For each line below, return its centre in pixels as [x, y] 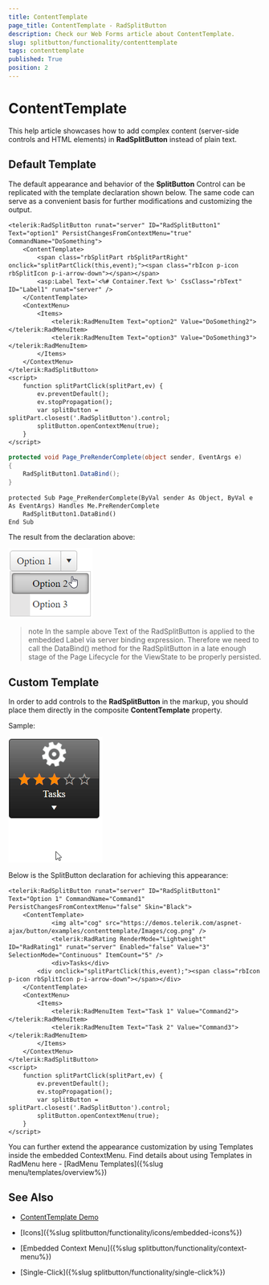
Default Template [52, 165]
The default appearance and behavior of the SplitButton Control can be [127, 184]
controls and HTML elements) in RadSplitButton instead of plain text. [122, 139]
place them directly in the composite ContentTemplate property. [115, 710]
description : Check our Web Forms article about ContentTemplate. [122, 34]
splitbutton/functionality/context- [192, 1248]
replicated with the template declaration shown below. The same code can [131, 192]
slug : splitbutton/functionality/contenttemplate [93, 43]
